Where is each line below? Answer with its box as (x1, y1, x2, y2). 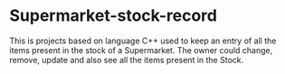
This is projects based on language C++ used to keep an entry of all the (9, 35, 277, 46)
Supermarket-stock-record (9, 5, 217, 26)
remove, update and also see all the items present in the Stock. (9, 54, 244, 65)
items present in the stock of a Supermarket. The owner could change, (9, 44, 273, 55)
